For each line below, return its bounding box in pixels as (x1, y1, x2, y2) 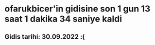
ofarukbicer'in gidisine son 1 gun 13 (4, 3, 151, 14)
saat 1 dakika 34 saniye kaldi (4, 13, 122, 24)
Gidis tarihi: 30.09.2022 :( (4, 33, 85, 41)
